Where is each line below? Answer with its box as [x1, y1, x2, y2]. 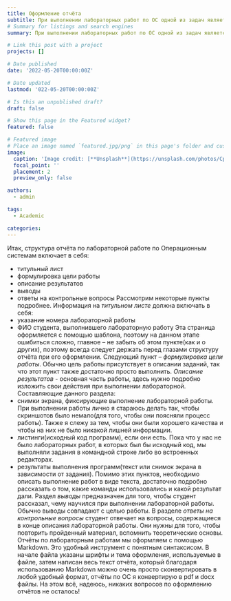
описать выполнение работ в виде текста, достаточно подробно [16, 477, 208, 485]
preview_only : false [13, 175, 72, 181]
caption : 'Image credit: [13, 155, 85, 162]
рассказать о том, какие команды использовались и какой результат [16, 484, 222, 493]
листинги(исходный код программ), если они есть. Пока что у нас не [16, 433, 222, 442]
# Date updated [7, 79, 51, 86]
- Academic [13, 212, 45, 219]
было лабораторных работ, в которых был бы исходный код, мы [16, 440, 206, 449]
